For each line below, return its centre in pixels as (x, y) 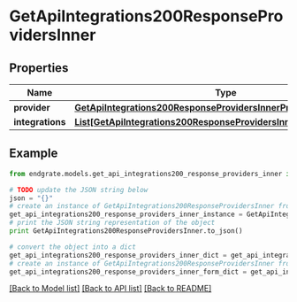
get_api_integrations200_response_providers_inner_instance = (126, 214)
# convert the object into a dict (73, 247)
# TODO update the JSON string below (79, 190)
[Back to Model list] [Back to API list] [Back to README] (110, 289)
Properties (39, 68)
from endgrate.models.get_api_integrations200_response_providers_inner (146, 174)
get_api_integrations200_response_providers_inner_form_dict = (128, 272)
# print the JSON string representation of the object (112, 223)
